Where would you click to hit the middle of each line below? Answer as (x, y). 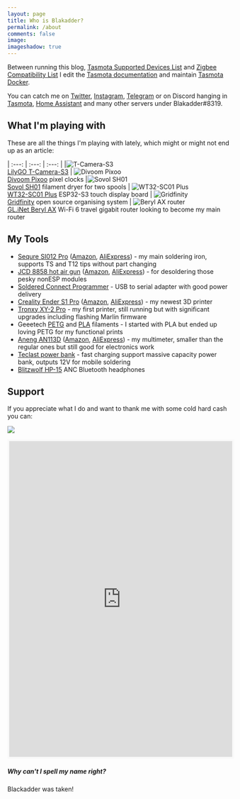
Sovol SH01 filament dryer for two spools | (69, 187)
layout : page (27, 14)
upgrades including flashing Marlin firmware (82, 316)
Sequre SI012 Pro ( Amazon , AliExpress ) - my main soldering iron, (112, 256)
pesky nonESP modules (52, 279)
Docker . (19, 82)
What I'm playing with (57, 126)
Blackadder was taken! (41, 789)
